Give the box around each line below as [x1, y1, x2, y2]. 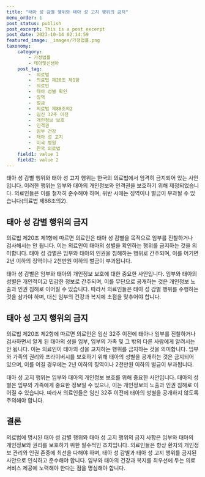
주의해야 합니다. [6, 397, 45, 404]
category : [17, 49, 43, 55]
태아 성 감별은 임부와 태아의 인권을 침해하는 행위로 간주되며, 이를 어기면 [29, 250, 199, 257]
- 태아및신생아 [28, 60, 59, 66]
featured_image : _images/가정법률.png [6, 37, 100, 43]
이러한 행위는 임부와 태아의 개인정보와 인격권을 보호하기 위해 [24, 182, 168, 190]
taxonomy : [6, 43, 32, 50]
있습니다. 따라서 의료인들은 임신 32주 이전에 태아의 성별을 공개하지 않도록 [24, 389, 199, 396]
